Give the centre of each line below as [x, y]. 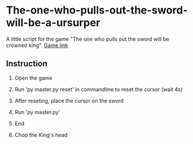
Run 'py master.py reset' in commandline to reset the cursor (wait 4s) [99, 89]
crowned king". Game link [37, 45]
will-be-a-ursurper [53, 23]
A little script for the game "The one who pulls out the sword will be [88, 39]
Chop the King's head [41, 135]
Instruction [27, 64]
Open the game [34, 78]
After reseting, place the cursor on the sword [69, 101]
